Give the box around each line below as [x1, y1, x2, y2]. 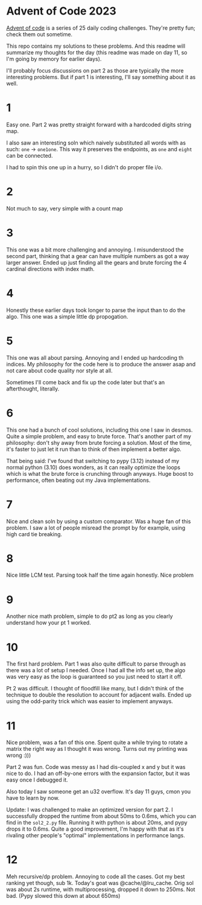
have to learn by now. [6, 794, 60, 802]
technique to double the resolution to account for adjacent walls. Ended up [6, 691, 192, 699]
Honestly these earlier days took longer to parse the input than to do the [6, 307, 186, 314]
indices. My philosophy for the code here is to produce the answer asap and [6, 360, 196, 368]
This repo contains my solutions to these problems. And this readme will [6, 42, 186, 50]
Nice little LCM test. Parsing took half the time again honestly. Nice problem [6, 571, 194, 579]
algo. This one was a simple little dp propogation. [6, 313, 128, 320]
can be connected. [6, 152, 53, 159]
